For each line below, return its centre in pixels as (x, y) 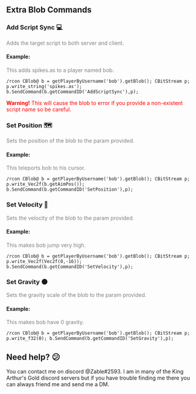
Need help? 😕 (33, 357)
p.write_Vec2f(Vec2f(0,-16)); (44, 261)
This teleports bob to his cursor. (46, 168)
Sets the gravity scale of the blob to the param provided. (76, 295)
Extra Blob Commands (49, 10)
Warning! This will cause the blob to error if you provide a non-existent (94, 103)
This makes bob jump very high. (46, 245)
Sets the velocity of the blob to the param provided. (70, 218)
